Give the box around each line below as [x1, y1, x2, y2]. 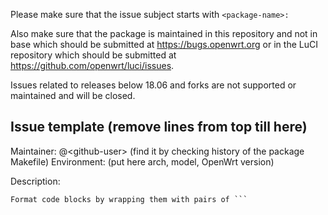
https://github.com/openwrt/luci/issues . [10, 60, 175, 71]
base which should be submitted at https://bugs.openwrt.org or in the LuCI [10, 39, 318, 50]
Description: [10, 175, 61, 187]
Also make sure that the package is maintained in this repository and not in [10, 28, 318, 39]
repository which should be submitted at [10, 49, 177, 61]
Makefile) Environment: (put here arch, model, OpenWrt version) [10, 155, 275, 168]
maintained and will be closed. [10, 90, 136, 101]
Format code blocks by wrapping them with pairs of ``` [10, 194, 248, 204]
